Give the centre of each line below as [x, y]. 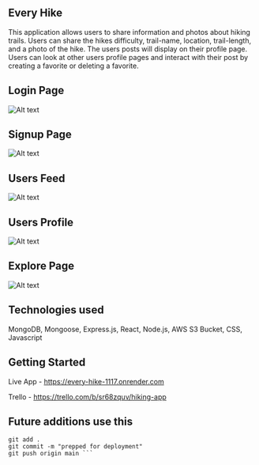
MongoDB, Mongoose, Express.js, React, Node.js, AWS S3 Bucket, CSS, [125, 329]
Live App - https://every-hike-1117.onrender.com [86, 381]
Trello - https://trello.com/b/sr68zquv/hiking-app [88, 397]
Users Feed [37, 178]
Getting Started [47, 363]
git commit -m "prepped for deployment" [76, 447]
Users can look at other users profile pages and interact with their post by [128, 57]
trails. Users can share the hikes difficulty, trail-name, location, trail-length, [129, 40]
